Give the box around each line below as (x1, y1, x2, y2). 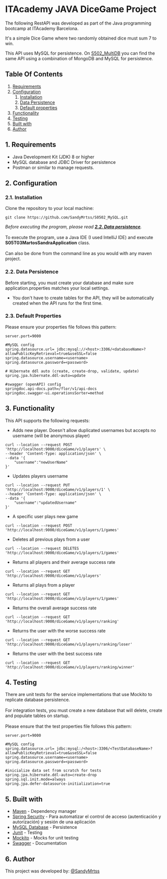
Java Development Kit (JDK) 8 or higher (12, 154, 95, 160)
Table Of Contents (5, 70, 63, 79)
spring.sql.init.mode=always (5, 777, 66, 782)
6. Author (5, 854, 35, 863)
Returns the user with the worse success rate (12, 627, 106, 633)
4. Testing (5, 678, 37, 687)
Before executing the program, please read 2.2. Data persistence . (5, 224, 142, 230)
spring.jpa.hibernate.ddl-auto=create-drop (5, 773, 97, 778)
